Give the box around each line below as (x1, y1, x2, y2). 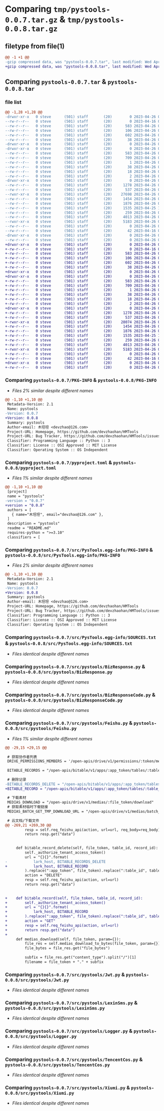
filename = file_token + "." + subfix (24, 959, 104, 964)
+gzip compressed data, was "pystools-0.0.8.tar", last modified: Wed (5, 64, 152, 69)
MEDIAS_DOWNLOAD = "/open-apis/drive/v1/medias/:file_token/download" (7, 800, 154, 805)
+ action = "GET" (5, 918, 56, 924)
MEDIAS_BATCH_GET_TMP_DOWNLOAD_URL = (7, 809, 84, 814)
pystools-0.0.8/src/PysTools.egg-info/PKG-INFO (5, 553, 121, 558)
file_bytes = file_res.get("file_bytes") (24, 946, 110, 951)
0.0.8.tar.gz (5, 25, 58, 34)
